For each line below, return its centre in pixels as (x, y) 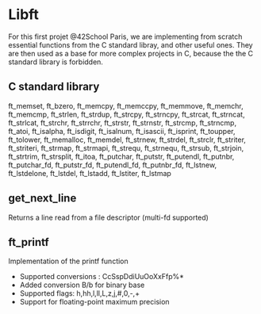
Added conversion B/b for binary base (82, 285)
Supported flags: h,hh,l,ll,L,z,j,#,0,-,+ (80, 293)
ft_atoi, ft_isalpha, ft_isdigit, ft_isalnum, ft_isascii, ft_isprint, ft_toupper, (122, 131)
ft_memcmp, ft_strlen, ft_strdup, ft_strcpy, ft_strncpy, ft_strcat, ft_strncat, (127, 114)
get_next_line (42, 199)
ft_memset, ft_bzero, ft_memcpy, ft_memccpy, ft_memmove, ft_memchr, (126, 105)
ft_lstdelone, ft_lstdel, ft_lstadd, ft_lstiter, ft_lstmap (90, 173)
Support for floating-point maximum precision (94, 302)
